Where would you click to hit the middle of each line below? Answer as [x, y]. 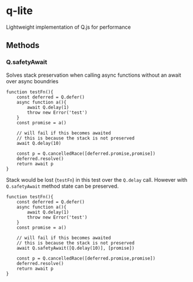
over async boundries [32, 81]
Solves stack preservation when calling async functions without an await [94, 75]
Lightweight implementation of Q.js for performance [68, 27]
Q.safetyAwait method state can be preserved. [62, 186]
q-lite [20, 11]
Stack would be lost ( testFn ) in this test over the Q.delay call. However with [97, 179]
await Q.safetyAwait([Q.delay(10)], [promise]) [75, 248]
